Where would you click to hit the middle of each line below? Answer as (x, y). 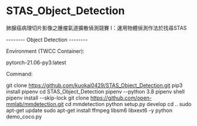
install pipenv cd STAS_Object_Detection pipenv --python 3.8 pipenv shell (96, 91)
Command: (19, 74)
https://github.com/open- (121, 98)
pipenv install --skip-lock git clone (48, 98)
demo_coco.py (24, 117)
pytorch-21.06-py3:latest (36, 62)
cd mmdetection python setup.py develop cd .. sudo (128, 104)
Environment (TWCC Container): (45, 51)
